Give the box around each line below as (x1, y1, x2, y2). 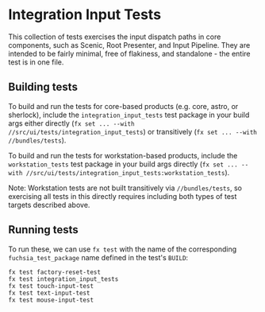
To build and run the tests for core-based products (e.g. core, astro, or (8, 101, 239, 111)
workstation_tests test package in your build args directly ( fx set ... (8, 159, 238, 169)
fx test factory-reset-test (8, 268, 102, 276)
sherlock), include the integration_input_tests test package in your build (8, 110, 250, 119)
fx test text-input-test (8, 289, 90, 297)
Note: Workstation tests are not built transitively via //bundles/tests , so (8, 183, 242, 193)
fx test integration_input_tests (8, 275, 119, 283)
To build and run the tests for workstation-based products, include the (8, 150, 238, 160)
